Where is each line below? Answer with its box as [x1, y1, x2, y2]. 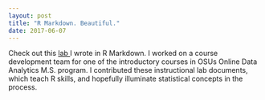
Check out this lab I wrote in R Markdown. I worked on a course [8, 49, 218, 58]
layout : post [8, 11, 52, 20]
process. [8, 82, 38, 92]
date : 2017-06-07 [8, 26, 67, 34]
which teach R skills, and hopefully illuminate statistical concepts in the [8, 74, 243, 84]
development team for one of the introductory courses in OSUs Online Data [8, 57, 258, 66]
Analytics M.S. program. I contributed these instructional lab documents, [8, 66, 248, 75]
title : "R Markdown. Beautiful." [8, 19, 120, 27]
